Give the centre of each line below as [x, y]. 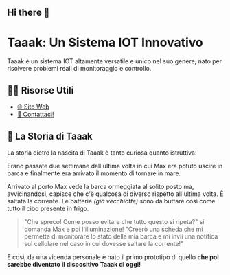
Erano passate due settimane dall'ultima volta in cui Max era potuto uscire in [115, 166]
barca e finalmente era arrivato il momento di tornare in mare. [94, 173]
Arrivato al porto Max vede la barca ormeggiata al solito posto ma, [101, 186]
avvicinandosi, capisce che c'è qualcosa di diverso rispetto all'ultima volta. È [115, 194]
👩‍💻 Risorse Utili [41, 90]
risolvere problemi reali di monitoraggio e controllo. [79, 69]
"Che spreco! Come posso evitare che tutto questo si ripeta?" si [114, 221]
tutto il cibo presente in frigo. [48, 208]
